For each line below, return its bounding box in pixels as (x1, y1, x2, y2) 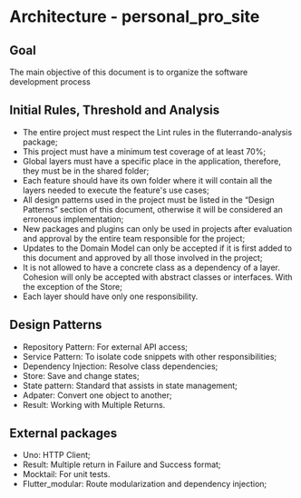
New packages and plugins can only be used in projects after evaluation (22, 223, 293, 234)
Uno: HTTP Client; (22, 450, 91, 461)
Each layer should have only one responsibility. (22, 291, 199, 302)
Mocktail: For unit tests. (22, 469, 111, 480)
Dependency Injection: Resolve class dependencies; (22, 361, 218, 372)
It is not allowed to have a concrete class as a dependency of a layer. (22, 262, 281, 273)
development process (9, 76, 91, 87)
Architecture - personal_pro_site (9, 6, 260, 27)
